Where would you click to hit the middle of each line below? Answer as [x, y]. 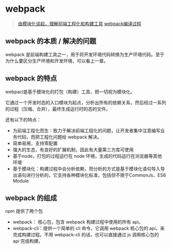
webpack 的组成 [31, 198]
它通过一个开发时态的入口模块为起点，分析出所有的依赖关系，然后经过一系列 [86, 102]
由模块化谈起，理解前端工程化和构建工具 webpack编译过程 [79, 23]
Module [21, 181]
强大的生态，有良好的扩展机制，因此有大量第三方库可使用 [73, 149]
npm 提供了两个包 [24, 211]
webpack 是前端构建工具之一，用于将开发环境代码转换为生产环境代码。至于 [85, 54]
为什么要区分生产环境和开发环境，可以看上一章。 [57, 61]
